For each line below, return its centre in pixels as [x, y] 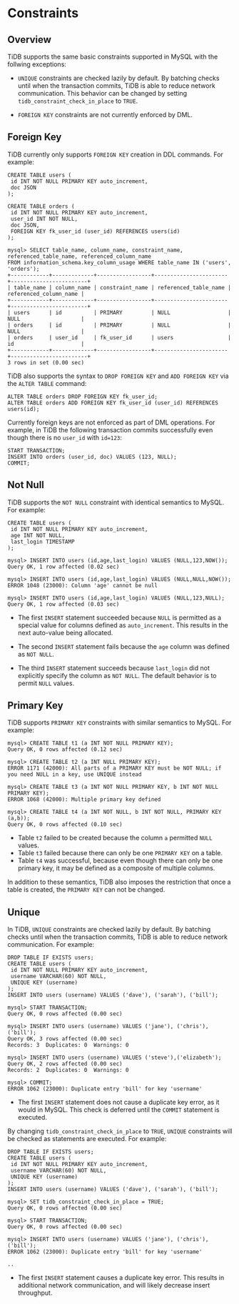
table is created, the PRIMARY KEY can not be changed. [86, 890]
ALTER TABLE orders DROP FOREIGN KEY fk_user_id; [83, 397]
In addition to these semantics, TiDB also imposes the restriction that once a [119, 882]
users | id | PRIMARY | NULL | [123, 312]
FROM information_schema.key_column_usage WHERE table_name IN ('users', [119, 262]
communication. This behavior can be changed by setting [102, 93]
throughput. [35, 1293]
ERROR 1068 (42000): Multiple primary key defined [84, 800]
